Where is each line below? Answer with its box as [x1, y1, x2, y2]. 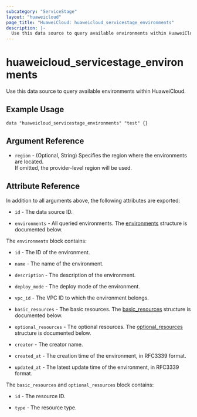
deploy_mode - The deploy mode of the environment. [14, 283, 141, 290]
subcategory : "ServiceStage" [6, 8, 77, 15]
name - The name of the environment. [14, 260, 104, 267]
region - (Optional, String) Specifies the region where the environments [14, 152, 188, 159]
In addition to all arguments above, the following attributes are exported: [6, 197, 181, 204]
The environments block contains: [6, 237, 87, 244]
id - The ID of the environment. [14, 248, 90, 255]
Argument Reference [6, 136, 84, 146]
